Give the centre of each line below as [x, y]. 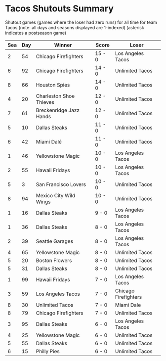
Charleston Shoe [55, 96]
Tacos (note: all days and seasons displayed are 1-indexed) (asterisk [75, 27]
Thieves [45, 102]
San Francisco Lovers [61, 184]
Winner [63, 45]
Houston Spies [53, 85]
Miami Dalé [49, 141]
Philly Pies [48, 351]
